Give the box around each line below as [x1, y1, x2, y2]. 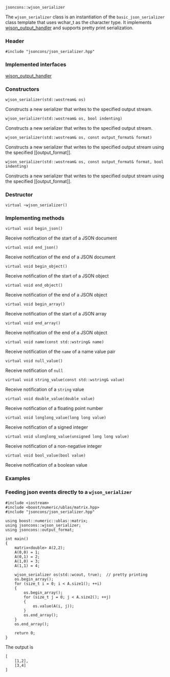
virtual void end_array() [5, 321, 60, 326]
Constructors [5, 85, 39, 92]
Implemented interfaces [5, 61, 67, 68]
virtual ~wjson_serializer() [5, 203, 68, 208]
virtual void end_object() [5, 283, 63, 288]
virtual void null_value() [5, 359, 63, 364]
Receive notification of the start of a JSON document [5, 235, 117, 241]
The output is [5, 644, 33, 650]
